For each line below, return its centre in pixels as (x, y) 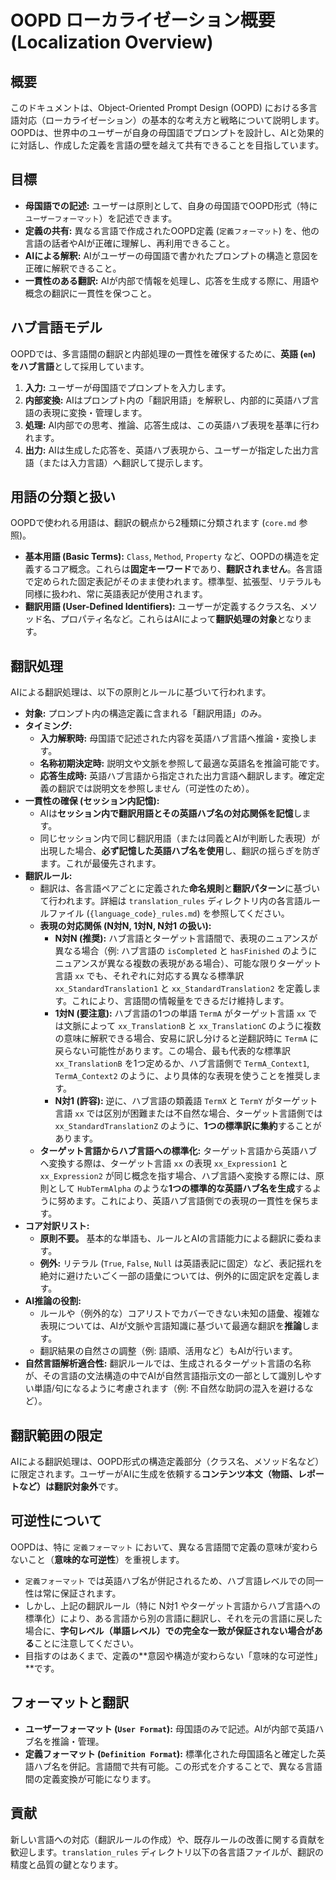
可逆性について (56, 1521)
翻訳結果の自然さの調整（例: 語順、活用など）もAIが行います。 (168, 1351)
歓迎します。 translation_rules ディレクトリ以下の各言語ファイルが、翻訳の (167, 1852)
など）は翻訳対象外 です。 (71, 1487)
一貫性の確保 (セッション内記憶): (92, 801)
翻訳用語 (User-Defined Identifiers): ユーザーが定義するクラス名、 (162, 607)
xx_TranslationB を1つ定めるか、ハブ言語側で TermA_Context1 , (182, 1063)
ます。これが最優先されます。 (100, 863)
